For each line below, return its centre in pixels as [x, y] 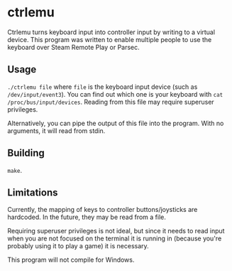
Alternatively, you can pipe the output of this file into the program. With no [116, 123]
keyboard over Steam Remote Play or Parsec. [73, 47]
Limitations [33, 192]
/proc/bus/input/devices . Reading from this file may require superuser [111, 102]
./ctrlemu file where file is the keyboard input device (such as [103, 87]
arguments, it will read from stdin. [56, 131]
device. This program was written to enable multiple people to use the [110, 39]
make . [15, 170]
